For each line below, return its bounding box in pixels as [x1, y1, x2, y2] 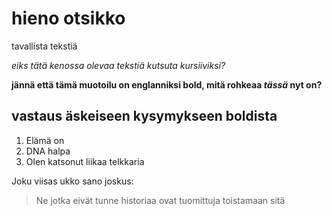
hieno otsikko [11, 7, 126, 30]
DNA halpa [25, 145, 71, 157]
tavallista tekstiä [11, 40, 78, 52]
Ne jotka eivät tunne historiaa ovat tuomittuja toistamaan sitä [35, 194, 286, 206]
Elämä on [25, 134, 65, 146]
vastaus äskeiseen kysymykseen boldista [11, 108, 278, 125]
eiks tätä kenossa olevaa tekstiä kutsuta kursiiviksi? [11, 59, 226, 71]
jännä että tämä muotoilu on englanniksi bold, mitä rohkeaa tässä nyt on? [11, 78, 323, 91]
